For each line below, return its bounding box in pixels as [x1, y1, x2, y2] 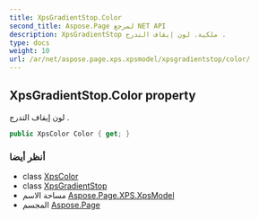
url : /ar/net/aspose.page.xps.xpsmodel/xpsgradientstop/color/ [9, 55, 251, 64]
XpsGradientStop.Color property [9, 88, 196, 103]
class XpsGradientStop [22, 180, 108, 191]
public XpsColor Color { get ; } [9, 129, 130, 138]
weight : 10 [9, 47, 50, 56]
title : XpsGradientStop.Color [9, 13, 123, 22]
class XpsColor [22, 171, 79, 181]
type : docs [9, 38, 50, 48]
